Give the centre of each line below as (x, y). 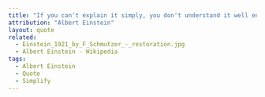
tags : (17, 59)
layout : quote (32, 30)
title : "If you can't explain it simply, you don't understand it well (128, 15)
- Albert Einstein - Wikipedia (67, 52)
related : (22, 37)
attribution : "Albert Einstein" (61, 23)
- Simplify (33, 81)
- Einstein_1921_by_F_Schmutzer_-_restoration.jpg (100, 45)
